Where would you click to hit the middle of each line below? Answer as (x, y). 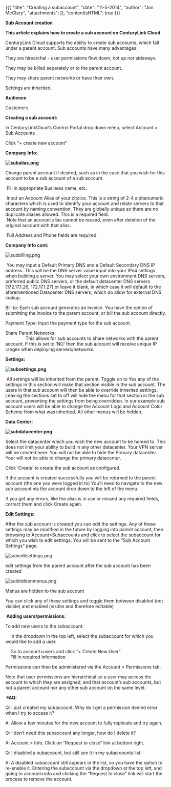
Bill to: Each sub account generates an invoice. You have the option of (79, 308)
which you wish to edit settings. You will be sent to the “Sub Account (78, 540)
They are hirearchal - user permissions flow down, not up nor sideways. (81, 58)
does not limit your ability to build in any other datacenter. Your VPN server (84, 447)
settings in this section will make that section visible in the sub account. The (85, 385)
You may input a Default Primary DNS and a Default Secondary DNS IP (81, 265)
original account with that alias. (38, 225)
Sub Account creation (29, 23)
